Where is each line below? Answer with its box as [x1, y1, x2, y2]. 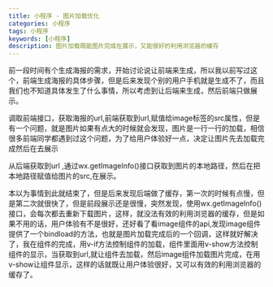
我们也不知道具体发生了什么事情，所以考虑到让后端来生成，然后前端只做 [8, 86, 250, 96]
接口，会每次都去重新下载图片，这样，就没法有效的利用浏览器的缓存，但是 [8, 209, 258, 219]
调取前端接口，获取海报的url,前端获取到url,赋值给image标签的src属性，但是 [8, 113, 261, 123]
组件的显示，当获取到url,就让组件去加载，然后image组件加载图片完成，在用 [8, 250, 261, 259]
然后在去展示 [15, 144, 58, 154]
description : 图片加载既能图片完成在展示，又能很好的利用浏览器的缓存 [8, 42, 219, 50]
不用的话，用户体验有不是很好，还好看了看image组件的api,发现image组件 [15, 219, 262, 228]
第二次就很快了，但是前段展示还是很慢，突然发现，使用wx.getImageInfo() [15, 198, 262, 208]
